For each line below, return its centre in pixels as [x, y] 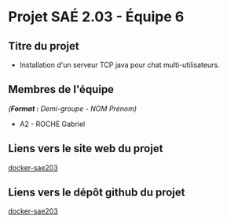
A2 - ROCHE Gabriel [52, 124]
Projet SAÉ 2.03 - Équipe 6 [96, 17]
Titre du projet [44, 46]
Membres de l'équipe [61, 89]
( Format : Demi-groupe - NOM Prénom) [73, 108]
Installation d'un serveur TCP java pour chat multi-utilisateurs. [119, 65]
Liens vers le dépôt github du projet [97, 193]
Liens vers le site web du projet [86, 149]
